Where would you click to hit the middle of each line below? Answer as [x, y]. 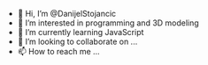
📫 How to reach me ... [58, 51]
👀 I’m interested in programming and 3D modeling [108, 23]
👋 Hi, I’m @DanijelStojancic [67, 14]
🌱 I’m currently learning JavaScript [81, 32]
